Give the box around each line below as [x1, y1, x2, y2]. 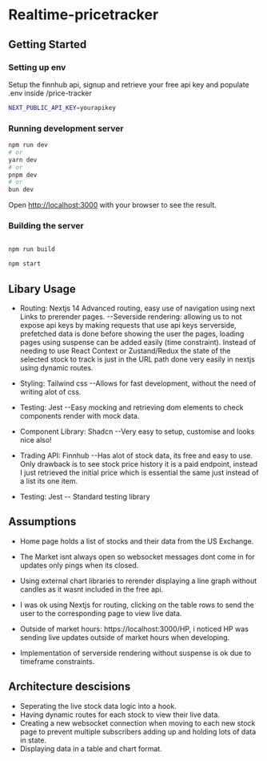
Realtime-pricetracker [8, 6, 159, 24]
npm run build [8, 245, 56, 253]
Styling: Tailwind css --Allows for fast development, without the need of [19, 378, 257, 388]
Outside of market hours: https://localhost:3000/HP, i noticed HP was [19, 624, 249, 633]
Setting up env [8, 62, 66, 73]
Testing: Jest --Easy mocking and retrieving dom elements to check [19, 403, 244, 412]
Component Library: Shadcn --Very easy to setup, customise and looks [19, 427, 255, 436]
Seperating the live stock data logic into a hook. [19, 701, 177, 710]
